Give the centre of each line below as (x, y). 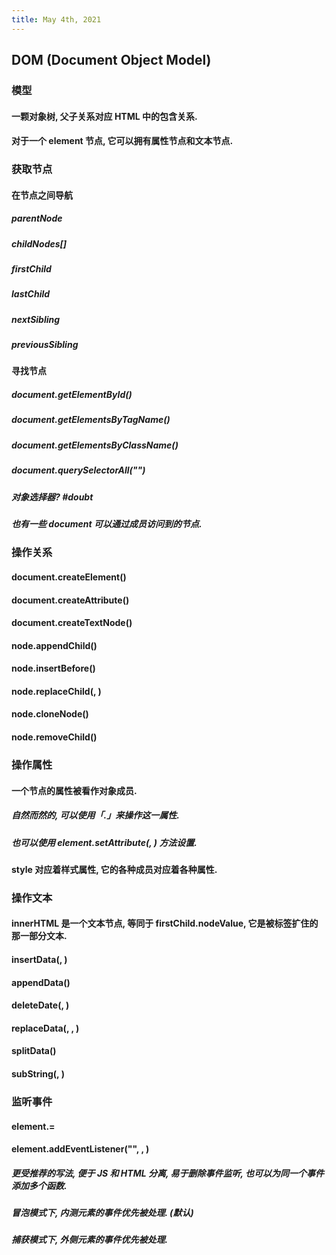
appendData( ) (41, 982)
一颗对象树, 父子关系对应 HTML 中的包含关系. (104, 116)
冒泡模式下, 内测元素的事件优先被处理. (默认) (102, 1213)
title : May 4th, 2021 (56, 19)
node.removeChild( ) (54, 737)
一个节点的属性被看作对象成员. (74, 790)
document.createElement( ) (69, 577)
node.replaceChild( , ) (56, 691)
